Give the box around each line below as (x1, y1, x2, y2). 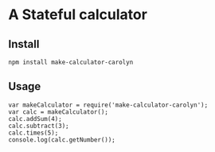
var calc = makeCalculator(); (8, 107, 109, 116)
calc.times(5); (8, 129, 59, 137)
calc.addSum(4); (8, 115, 62, 123)
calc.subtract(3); (8, 122, 69, 130)
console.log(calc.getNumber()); (8, 135, 115, 144)
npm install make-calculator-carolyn (8, 58, 134, 66)
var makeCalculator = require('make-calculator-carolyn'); (8, 101, 209, 109)
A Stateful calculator (8, 6, 147, 24)
